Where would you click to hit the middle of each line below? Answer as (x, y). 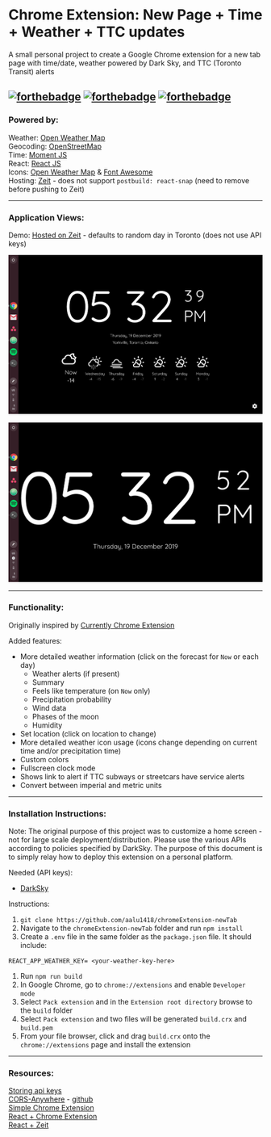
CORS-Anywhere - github (51, 1099)
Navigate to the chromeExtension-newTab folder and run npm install (131, 928)
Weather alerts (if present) (76, 673)
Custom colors (44, 759)
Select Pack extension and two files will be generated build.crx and (133, 1019)
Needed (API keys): (41, 873)
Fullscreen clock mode (58, 768)
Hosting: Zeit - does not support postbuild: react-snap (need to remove (129, 180)
